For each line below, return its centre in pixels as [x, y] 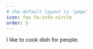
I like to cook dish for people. [43, 40]
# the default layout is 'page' [47, 12]
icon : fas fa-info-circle [39, 17]
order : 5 [17, 23]
